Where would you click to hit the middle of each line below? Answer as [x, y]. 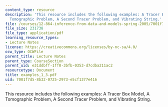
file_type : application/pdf [34, 33]
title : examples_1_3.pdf [31, 75]
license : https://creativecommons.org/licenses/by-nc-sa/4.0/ [71, 47]
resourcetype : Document [30, 70]
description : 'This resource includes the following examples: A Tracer [82, 14]
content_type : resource [30, 10]
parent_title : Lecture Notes [35, 56]
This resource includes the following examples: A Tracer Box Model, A [77, 93]
